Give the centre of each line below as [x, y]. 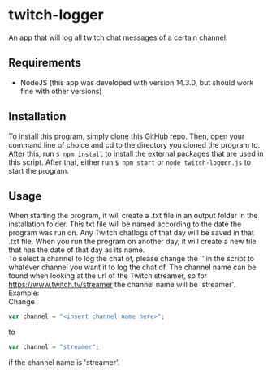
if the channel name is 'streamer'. [64, 363]
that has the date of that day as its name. [77, 250]
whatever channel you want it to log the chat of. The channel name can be [132, 267]
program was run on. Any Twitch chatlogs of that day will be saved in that [131, 233]
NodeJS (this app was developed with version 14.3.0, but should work [137, 82]
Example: [24, 293]
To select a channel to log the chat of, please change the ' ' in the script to [131, 259]
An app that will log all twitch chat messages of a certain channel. [118, 37]
